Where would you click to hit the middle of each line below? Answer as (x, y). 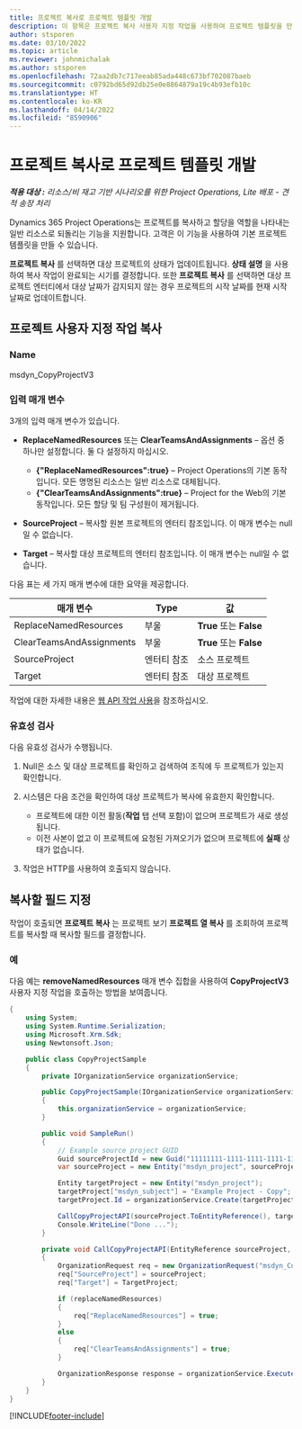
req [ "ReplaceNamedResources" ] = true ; (146, 1316)
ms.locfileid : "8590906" (56, 118)
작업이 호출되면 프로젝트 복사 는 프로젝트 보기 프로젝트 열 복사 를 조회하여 (137, 923)
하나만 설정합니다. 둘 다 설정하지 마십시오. (95, 452)
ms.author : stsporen (48, 68)
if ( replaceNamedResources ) (110, 1299)
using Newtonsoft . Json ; (70, 1043)
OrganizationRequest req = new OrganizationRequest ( (158, 1266)
